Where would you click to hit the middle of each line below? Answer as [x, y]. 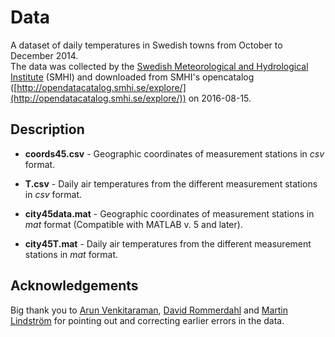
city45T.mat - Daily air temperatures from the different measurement [168, 243]
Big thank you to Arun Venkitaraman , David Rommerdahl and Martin [149, 310]
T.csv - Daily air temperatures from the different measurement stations [171, 183]
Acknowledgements [74, 286]
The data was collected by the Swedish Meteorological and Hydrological [159, 66]
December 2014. [44, 55]
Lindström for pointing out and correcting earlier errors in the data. [147, 320]
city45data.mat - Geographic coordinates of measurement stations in [169, 213]
